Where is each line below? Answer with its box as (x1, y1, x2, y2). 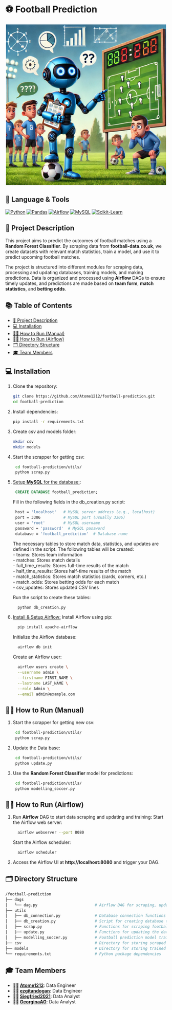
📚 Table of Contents (5, 301, 73, 310)
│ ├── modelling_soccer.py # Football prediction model (5, 935, 157, 940)
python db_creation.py (17, 605, 66, 610)
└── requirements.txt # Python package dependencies (5, 951, 161, 957)
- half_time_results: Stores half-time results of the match (12, 568, 132, 574)
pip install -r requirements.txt (12, 419, 84, 424)
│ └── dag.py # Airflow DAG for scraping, (5, 903, 157, 908)
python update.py (15, 761, 52, 766)
